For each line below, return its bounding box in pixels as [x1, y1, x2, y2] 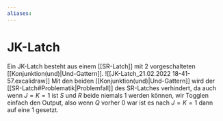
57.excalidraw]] [7, 77, 50, 85]
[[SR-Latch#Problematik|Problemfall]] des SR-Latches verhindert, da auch [7, 83, 217, 92]
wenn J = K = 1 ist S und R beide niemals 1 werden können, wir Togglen [7, 91, 209, 99]
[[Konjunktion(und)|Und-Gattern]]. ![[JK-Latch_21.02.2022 [7, 69, 171, 77]
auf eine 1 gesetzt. [7, 105, 60, 113]
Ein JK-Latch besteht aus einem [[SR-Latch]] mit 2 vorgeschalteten [7, 62, 196, 70]
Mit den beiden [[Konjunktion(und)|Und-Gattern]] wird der [51, 77, 215, 85]
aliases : [7, 10, 32, 17]
